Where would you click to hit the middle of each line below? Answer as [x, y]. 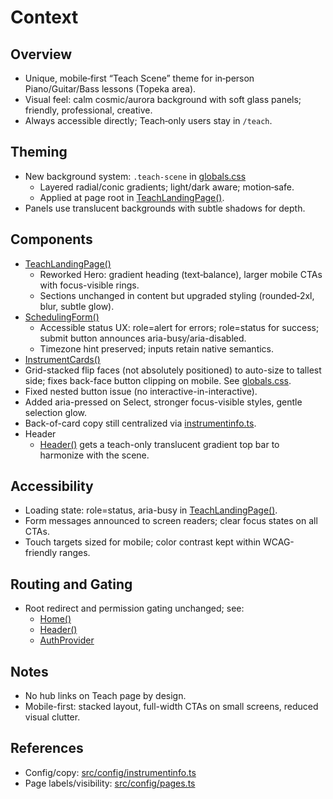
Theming [39, 152]
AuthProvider [67, 640]
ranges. [75, 553]
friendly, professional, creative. [88, 110]
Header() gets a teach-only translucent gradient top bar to [159, 444]
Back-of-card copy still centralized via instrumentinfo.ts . [140, 423]
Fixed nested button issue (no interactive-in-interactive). [141, 391]
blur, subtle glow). [77, 306]
